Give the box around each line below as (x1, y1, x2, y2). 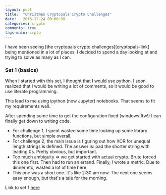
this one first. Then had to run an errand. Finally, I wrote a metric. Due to (12, 159, 160, 165)
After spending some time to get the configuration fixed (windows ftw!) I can (5, 113, 161, 119)
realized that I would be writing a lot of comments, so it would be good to (5, 83, 155, 89)
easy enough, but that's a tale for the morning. (12, 175, 108, 181)
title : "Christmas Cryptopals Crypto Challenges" (5, 12, 112, 17)
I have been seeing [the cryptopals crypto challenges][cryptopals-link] (5, 44, 150, 49)
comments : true (5, 26, 37, 31)
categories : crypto (5, 21, 46, 26)
